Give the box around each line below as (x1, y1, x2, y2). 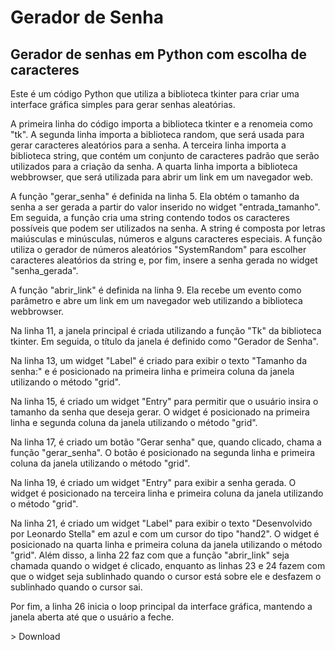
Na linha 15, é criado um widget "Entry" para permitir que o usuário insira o (10, 396, 319, 407)
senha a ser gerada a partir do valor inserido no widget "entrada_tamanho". (10, 201, 321, 213)
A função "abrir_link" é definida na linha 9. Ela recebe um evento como (10, 284, 302, 296)
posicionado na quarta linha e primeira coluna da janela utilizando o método (10, 539, 323, 550)
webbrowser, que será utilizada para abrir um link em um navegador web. (10, 171, 313, 183)
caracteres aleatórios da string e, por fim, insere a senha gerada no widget (10, 254, 318, 266)
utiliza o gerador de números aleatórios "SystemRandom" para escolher (10, 244, 307, 255)
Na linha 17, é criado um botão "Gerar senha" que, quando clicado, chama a (10, 436, 322, 448)
